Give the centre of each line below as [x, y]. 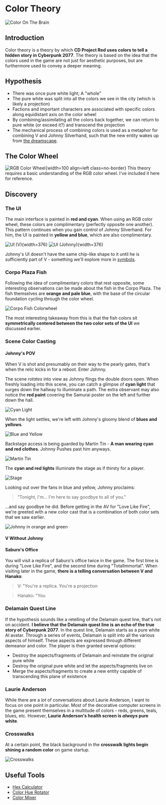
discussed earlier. [23, 329]
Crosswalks [20, 734]
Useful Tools [25, 775]
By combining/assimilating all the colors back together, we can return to [86, 119]
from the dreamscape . [35, 141]
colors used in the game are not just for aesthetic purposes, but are [74, 60]
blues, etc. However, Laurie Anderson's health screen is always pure [77, 716]
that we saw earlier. [25, 517]
